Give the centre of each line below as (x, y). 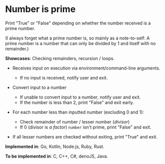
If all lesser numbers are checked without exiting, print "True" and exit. (85, 136)
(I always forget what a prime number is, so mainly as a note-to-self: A (78, 38)
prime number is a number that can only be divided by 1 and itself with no (81, 43)
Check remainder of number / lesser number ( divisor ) (75, 121)
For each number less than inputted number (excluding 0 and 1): (78, 112)
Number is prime (40, 9)
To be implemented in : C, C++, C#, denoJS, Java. (57, 156)
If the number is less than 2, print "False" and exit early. (77, 102)
